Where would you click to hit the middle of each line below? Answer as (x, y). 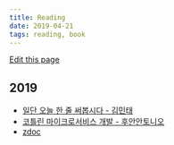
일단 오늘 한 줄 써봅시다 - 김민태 (78, 111)
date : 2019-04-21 (41, 26)
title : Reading (37, 17)
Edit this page (34, 60)
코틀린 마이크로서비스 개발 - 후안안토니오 (93, 122)
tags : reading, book (48, 34)
